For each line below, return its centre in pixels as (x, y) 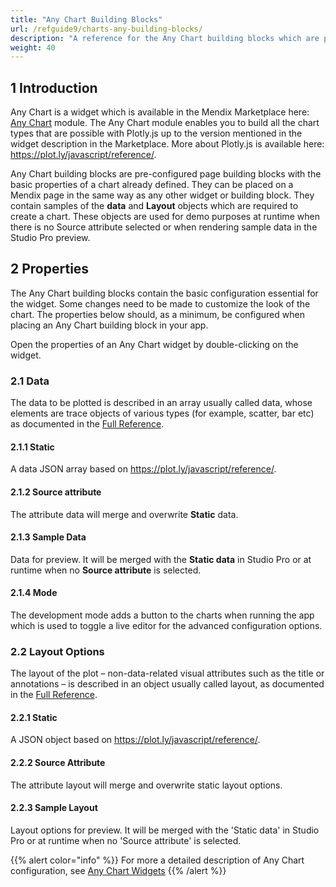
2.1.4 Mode (34, 593)
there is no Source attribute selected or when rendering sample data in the (164, 227)
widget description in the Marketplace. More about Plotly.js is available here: (167, 144)
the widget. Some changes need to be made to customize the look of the (160, 303)
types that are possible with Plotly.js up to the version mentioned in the (156, 133)
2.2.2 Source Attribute (58, 763)
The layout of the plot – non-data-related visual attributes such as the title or (167, 673)
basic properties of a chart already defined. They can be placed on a (152, 185)
